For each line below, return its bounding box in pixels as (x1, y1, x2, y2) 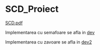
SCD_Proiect (5, 3, 59, 15)
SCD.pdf (5, 20, 23, 26)
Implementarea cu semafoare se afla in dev (5, 29, 95, 35)
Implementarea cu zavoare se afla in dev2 (5, 39, 92, 45)
